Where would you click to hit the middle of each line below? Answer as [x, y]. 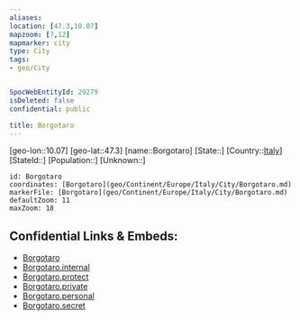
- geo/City [30, 69]
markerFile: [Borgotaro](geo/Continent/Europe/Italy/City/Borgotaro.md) [149, 193]
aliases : [26, 18]
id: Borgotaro [36, 177]
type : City [30, 51]
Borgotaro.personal [58, 296]
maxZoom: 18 [32, 208]
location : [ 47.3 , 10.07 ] [54, 26]
